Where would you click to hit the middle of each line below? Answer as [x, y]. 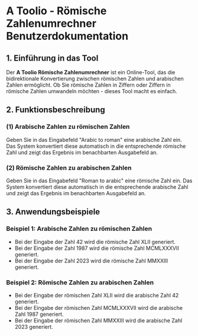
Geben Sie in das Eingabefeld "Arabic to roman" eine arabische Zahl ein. [94, 140]
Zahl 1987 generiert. [39, 314]
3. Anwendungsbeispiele [53, 212]
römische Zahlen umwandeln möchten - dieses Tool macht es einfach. [92, 91]
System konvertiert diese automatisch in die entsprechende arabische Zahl [97, 187]
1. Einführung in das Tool [52, 58]
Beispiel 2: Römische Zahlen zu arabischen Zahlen [80, 282]
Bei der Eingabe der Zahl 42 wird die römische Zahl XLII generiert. [95, 242]
